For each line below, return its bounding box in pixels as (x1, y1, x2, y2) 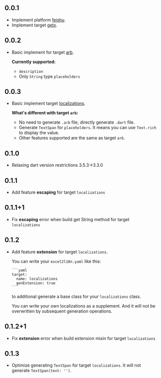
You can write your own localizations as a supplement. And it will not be (11, 303, 156, 309)
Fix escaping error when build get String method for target (11, 216, 130, 222)
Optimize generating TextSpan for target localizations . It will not (11, 362, 142, 368)
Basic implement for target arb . (11, 49, 74, 55)
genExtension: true (16, 281, 55, 286)
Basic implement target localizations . (11, 100, 86, 107)
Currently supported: (11, 59, 56, 65)
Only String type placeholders (18, 73, 81, 79)
